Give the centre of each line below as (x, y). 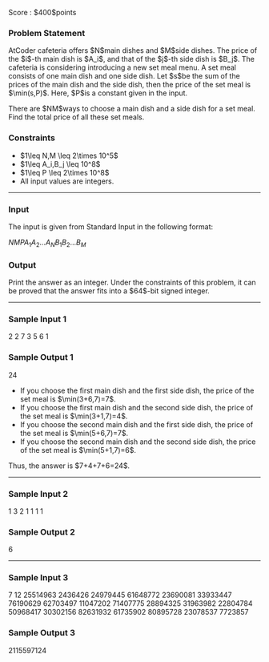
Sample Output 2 (42, 531)
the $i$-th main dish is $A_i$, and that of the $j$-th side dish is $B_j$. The (131, 59)
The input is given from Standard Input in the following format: (111, 226)
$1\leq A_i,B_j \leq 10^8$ (60, 163)
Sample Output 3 (42, 633)
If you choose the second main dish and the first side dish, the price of (137, 424)
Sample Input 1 (37, 319)
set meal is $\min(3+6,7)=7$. (68, 399)
